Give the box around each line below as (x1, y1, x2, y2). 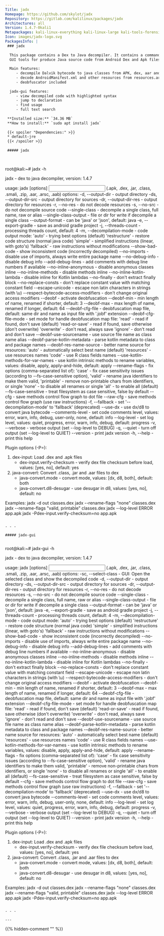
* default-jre (7, 134, 36, 139)
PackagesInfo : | (5, 39, 38, 44)
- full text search (16, 107, 56, 112)
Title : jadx (5, 7, 29, 12)
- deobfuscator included (16, 80, 67, 85)
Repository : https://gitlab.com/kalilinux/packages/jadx (5, 16, 123, 21)
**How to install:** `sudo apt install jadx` (7, 121, 102, 126)
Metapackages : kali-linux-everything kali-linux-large (5, 30, 119, 35)
